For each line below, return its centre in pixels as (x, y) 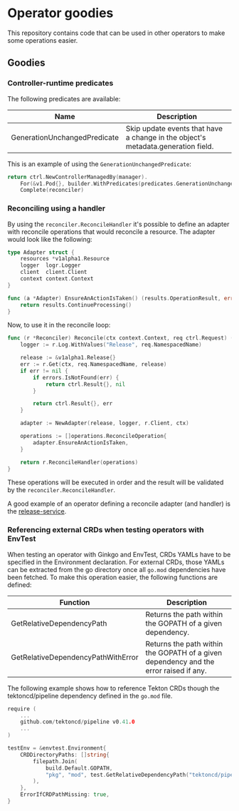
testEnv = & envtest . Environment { (57, 748)
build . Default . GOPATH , (79, 768)
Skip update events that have (174, 128)
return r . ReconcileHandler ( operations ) (79, 462)
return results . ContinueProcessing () (76, 305)
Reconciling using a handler (57, 208)
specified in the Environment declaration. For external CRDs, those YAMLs (116, 562)
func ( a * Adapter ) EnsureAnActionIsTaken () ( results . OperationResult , (114, 298)
